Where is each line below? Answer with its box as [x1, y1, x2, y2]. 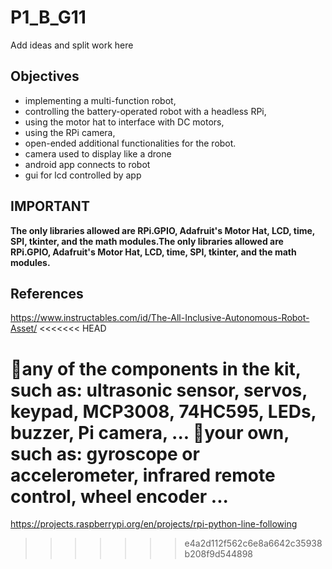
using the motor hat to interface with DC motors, [24, 116, 225, 128]
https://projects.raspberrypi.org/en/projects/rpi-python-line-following [10, 518, 298, 530]
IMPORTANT [10, 198, 90, 215]
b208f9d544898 [184, 548, 254, 560]
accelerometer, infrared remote [10, 464, 276, 486]
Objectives [10, 68, 80, 85]
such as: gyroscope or [10, 442, 200, 465]
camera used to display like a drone [24, 147, 172, 160]
